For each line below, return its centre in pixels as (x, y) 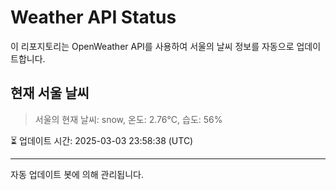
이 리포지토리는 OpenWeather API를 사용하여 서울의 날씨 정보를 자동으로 (152, 46)
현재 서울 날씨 (50, 93)
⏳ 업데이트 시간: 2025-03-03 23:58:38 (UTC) (102, 140)
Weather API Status (93, 17)
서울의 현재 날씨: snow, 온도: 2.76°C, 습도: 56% (128, 119)
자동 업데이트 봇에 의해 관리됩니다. (77, 174)
